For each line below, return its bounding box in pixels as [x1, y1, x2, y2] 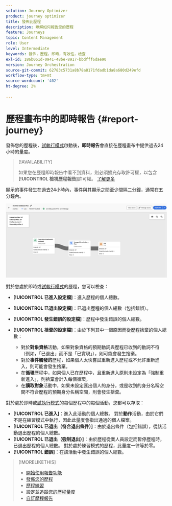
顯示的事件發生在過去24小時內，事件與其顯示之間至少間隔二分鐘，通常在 [6, 187, 159, 193]
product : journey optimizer [6, 13, 66, 19]
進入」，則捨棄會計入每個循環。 [25, 376, 91, 382]
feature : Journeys [6, 30, 45, 35]
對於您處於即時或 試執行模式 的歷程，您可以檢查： [6, 284, 109, 289]
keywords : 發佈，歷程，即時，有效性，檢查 [6, 51, 86, 56]
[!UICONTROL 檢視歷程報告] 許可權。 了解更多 [18, 175, 115, 181]
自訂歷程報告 [26, 495, 53, 501]
